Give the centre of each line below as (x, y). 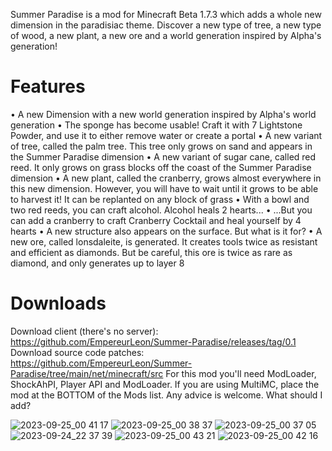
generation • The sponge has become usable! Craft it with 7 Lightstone (156, 125)
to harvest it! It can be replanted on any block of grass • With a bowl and (160, 199)
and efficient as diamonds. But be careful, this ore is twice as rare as (151, 252)
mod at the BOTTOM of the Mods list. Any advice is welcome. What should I (166, 395)
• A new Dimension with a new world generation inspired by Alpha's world (163, 114)
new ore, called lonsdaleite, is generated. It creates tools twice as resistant (164, 241)
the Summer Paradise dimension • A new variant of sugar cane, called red (163, 156)
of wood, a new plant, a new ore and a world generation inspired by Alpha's (166, 35)
